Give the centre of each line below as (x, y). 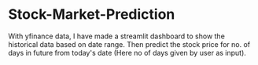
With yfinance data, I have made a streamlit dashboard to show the (117, 36)
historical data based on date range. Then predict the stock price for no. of (129, 44)
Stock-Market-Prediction (92, 14)
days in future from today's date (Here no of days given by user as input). (127, 52)
